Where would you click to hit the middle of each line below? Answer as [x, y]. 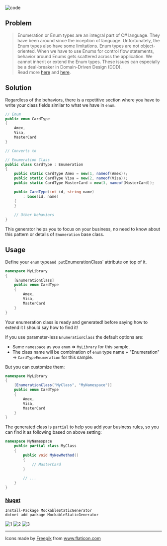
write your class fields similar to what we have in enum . [60, 105]
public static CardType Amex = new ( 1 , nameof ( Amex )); [71, 174]
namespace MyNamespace [29, 441]
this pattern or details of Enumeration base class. [55, 234]
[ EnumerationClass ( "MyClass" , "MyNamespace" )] [63, 385]
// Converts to [21, 151]
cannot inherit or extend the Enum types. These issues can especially [88, 62]
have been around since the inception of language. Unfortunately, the [88, 40]
